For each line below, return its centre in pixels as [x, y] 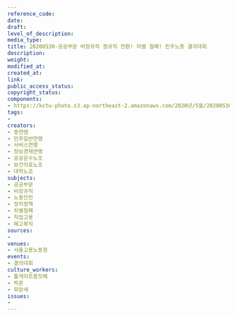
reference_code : [31, 14]
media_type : [25, 40]
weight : [19, 60]
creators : [22, 125]
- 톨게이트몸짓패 [28, 276]
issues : [19, 296]
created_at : [25, 73]
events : [19, 257]
